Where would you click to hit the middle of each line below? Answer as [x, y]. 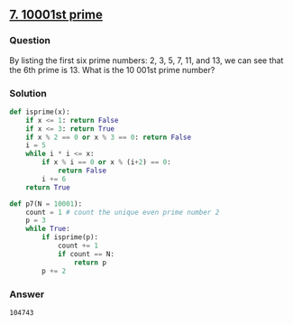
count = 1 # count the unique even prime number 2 [123, 212]
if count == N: [86, 254]
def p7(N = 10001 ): [46, 204]
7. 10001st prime [56, 15]
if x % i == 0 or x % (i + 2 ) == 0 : [106, 162]
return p [90, 262]
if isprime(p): [70, 237]
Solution [28, 93]
